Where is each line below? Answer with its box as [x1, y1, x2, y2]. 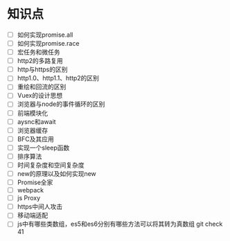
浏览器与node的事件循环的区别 [17, 100, 105, 108]
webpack [17, 186, 44, 195]
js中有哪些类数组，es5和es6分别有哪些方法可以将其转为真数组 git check [17, 220, 223, 229]
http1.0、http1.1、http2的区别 [17, 74, 99, 82]
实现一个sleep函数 [17, 143, 70, 152]
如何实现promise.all [17, 30, 73, 39]
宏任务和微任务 [17, 48, 60, 56]
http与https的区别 [17, 65, 68, 73]
